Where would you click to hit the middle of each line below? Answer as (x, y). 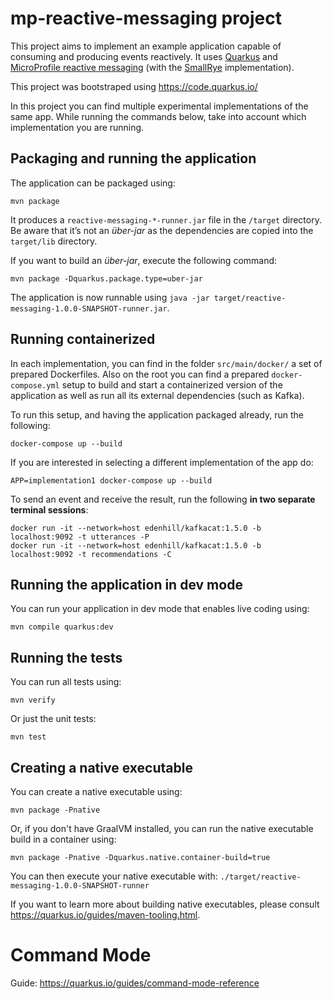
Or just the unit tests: (53, 719)
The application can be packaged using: (93, 183)
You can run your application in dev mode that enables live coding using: (160, 609)
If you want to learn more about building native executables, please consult (165, 904)
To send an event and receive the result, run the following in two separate (163, 499)
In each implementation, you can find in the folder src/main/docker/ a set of (166, 363)
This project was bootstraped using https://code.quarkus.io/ (134, 86)
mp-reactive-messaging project (146, 18)
